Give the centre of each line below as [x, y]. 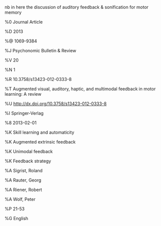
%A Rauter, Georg [23, 180]
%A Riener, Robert [23, 190]
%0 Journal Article [24, 22]
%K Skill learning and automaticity [40, 132]
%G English [16, 218]
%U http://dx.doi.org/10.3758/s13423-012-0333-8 [56, 104]
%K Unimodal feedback [29, 151]
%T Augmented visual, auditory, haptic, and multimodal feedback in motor [80, 89]
